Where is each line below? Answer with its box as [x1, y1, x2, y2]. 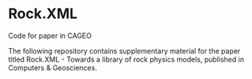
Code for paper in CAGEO [8, 31, 92, 40]
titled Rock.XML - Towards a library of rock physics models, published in [8, 55, 245, 64]
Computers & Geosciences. [8, 62, 97, 72]
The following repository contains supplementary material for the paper [8, 46, 241, 55]
